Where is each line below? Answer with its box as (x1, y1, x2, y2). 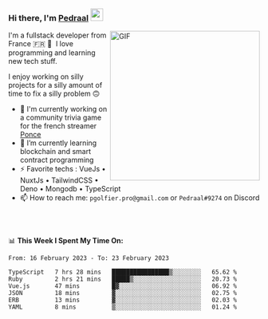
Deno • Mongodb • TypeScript (19, 184, 121, 194)
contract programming (19, 156, 94, 165)
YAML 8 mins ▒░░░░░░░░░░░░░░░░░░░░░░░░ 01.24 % (8, 303, 238, 311)
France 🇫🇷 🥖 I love (8, 39, 74, 49)
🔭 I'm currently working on (19, 104, 108, 114)
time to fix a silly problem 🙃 (8, 89, 100, 99)
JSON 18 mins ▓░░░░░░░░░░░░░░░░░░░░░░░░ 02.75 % (8, 289, 238, 297)
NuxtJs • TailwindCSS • (19, 175, 99, 185)
